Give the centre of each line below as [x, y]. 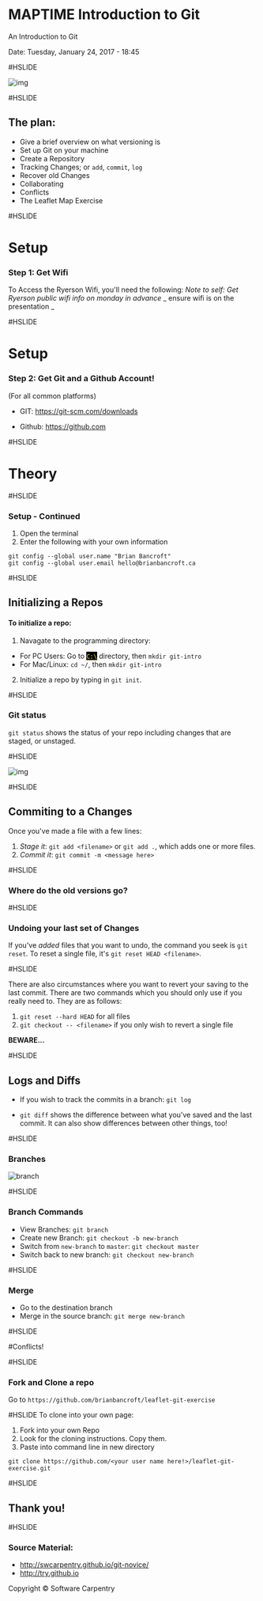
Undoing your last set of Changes [74, 928]
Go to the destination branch [66, 1308]
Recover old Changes [54, 175]
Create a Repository [52, 158]
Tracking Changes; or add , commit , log [81, 167]
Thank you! [37, 1508]
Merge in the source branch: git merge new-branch [102, 1315]
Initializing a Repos [56, 603]
